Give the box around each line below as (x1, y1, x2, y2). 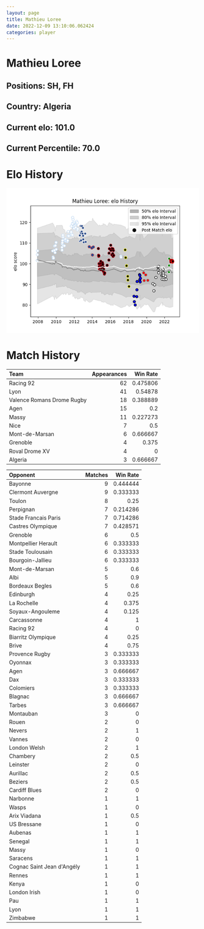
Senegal (9, 837, 30, 845)
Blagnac (9, 693, 30, 700)
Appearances (92, 370, 127, 378)
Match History (6, 349, 81, 362)
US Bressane (9, 821, 42, 828)
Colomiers (9, 684, 35, 692)
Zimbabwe (9, 914, 35, 921)
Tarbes (9, 701, 27, 709)
